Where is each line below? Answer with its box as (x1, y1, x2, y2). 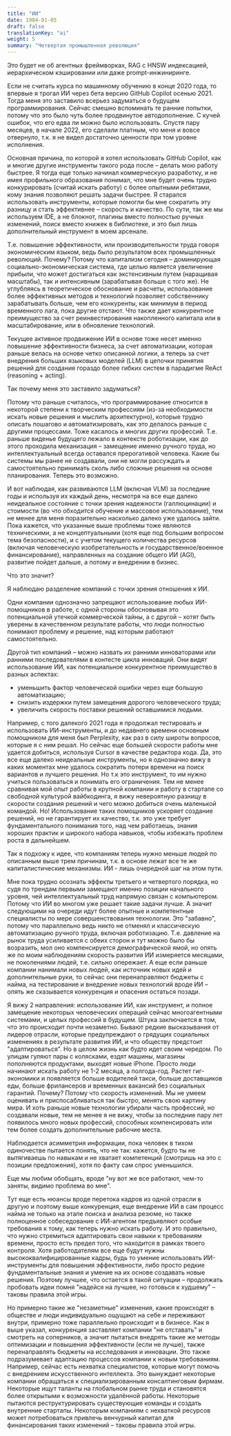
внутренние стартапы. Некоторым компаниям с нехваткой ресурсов (7, 1406, 211, 1415)
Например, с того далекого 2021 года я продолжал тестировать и (7, 719, 202, 727)
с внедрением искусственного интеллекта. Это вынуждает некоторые (7, 1370, 216, 1377)
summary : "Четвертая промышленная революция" (7, 42, 140, 49)
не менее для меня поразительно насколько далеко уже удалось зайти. (7, 514, 221, 522)
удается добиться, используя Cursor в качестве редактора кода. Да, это (7, 748, 222, 756)
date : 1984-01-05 (7, 17, 57, 23)
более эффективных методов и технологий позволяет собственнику (7, 292, 209, 300)
